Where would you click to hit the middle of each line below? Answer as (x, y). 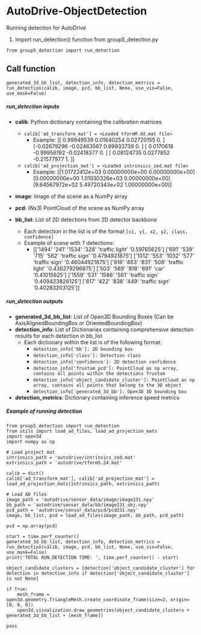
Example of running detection (44, 411)
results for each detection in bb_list (59, 336)
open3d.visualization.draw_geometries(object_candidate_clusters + (103, 610)
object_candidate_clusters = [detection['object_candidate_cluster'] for (101, 568)
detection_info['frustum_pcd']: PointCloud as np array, (106, 368)
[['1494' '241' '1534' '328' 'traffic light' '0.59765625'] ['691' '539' (113, 249)
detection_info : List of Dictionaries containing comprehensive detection (104, 329)
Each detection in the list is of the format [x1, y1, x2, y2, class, (106, 231)
